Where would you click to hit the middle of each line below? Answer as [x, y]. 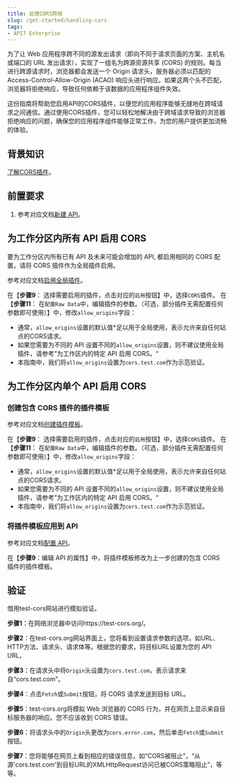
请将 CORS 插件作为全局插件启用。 [69, 265]
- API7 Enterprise [34, 33]
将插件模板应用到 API [43, 526]
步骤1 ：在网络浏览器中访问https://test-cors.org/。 [78, 623]
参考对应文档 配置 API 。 [41, 542]
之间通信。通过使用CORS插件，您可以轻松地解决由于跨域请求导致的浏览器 [119, 112]
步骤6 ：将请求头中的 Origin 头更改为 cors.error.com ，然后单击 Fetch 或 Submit [116, 732]
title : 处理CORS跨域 [35, 14]
